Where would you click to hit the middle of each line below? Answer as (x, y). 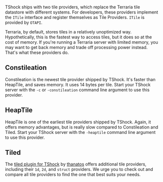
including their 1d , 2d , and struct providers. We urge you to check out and (79, 169)
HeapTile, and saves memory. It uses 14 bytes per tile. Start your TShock (78, 84)
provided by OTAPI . (24, 22)
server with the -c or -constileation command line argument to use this (77, 90)
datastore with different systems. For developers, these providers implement (81, 12)
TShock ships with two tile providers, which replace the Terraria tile (72, 7)
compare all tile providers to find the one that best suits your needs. (73, 175)
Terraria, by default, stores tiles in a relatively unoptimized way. (68, 32)
